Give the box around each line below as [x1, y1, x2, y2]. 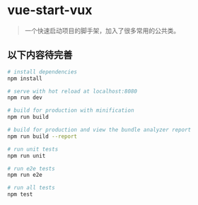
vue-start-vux [7, 2, 93, 18]
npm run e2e [7, 172, 42, 179]
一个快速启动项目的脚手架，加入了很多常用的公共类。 [24, 26, 180, 35]
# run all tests [7, 184, 55, 192]
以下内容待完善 [7, 49, 73, 61]
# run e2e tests [7, 165, 55, 172]
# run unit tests [7, 146, 59, 153]
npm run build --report [7, 133, 78, 140]
